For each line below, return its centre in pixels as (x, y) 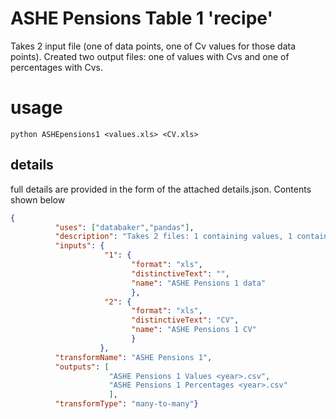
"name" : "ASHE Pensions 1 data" (199, 283)
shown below (38, 199)
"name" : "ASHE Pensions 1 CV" (194, 330)
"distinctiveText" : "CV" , (185, 320)
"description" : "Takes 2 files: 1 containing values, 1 (173, 237)
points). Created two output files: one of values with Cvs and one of (150, 56)
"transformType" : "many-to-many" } (126, 404)
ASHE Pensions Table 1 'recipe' (141, 18)
